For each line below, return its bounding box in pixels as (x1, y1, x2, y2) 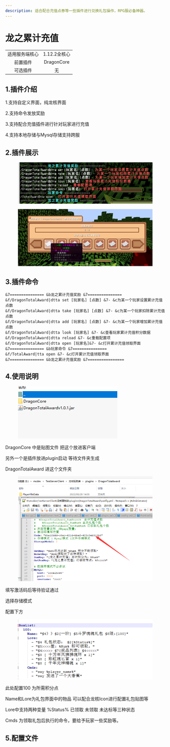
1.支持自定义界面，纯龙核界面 (5, 99, 66, 105)
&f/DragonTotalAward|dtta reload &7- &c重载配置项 (5, 335, 111, 341)
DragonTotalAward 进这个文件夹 (5, 466, 72, 472)
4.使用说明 (5, 372, 39, 381)
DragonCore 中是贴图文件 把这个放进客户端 (5, 444, 96, 450)
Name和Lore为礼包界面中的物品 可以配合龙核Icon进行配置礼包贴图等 (5, 696, 149, 702)
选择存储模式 (5, 598, 32, 603)
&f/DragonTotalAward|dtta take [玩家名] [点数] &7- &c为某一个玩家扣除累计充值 (5, 308, 165, 313)
